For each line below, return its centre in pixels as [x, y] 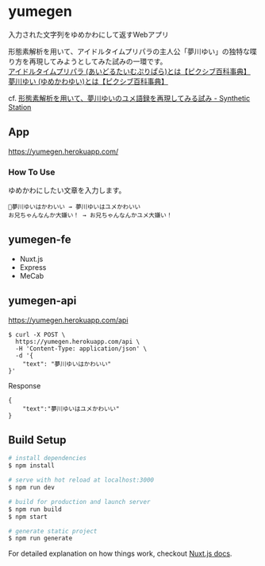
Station [20, 107]
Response [25, 385]
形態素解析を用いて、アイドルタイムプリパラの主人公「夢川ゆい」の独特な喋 [133, 51]
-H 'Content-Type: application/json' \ [81, 349]
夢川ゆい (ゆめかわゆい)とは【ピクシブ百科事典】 [88, 81]
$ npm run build [35, 509]
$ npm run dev [32, 488]
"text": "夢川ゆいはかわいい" [67, 364]
